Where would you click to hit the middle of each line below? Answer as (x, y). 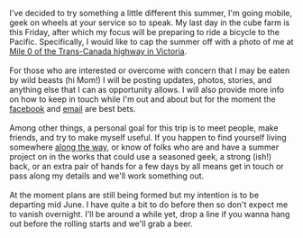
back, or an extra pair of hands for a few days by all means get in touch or (147, 166)
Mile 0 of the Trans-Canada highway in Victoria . (98, 51)
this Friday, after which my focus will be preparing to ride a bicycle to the (144, 32)
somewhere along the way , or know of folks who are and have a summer (144, 147)
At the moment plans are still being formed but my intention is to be (134, 195)
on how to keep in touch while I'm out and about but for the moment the (143, 99)
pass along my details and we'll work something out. (107, 176)
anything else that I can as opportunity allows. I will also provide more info (147, 90)
